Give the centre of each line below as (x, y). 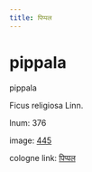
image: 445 (31, 140)
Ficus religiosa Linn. (46, 105)
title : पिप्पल (31, 18)
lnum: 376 (28, 122)
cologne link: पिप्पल (43, 158)
